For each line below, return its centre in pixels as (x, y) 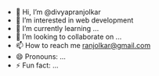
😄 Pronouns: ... (41, 57)
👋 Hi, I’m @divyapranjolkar (58, 12)
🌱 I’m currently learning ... (57, 28)
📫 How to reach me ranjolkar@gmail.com (83, 45)
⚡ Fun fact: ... (37, 65)
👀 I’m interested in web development (74, 20)
